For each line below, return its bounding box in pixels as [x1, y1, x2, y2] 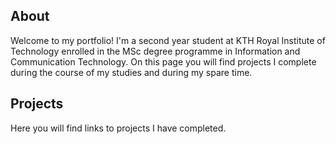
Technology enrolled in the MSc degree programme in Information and [10, 45, 301, 57]
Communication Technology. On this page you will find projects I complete [10, 55, 317, 68]
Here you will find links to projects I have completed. [10, 122, 227, 134]
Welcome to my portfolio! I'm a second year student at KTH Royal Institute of [10, 34, 326, 46]
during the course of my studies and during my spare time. [10, 66, 253, 78]
